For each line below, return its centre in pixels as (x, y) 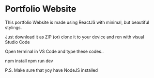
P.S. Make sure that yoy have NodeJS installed (52, 70)
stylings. (14, 27)
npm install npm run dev (29, 61)
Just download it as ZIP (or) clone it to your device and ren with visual (75, 37)
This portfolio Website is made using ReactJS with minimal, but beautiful (77, 22)
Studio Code (17, 42)
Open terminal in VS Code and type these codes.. (54, 51)
